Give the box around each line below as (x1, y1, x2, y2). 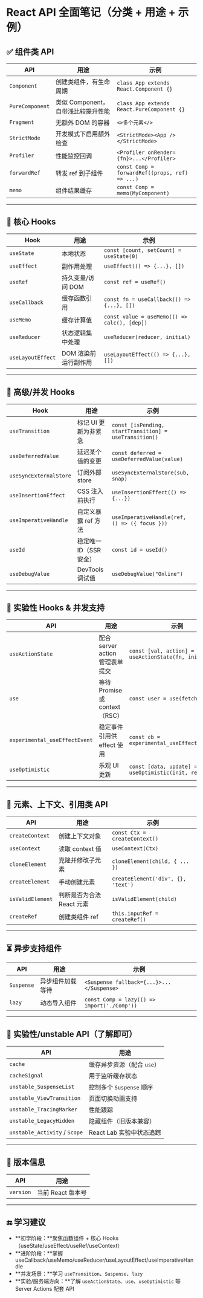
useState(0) (103, 253, 138, 260)
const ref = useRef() (103, 279, 166, 285)
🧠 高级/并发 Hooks (6, 387, 76, 398)
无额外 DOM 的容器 (55, 118, 110, 127)
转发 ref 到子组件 (55, 169, 104, 177)
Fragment (9, 119, 34, 126)
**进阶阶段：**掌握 (14, 1249, 63, 1257)
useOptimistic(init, (129, 769, 188, 777)
